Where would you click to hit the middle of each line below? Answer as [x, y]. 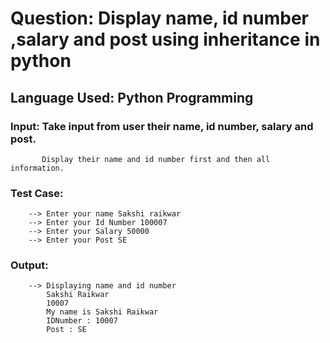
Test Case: [37, 193]
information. [37, 168]
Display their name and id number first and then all [156, 159]
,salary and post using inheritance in [165, 39]
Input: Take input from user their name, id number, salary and [162, 126]
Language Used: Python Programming [132, 97]
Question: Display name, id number [160, 18]
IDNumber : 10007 [82, 321]
